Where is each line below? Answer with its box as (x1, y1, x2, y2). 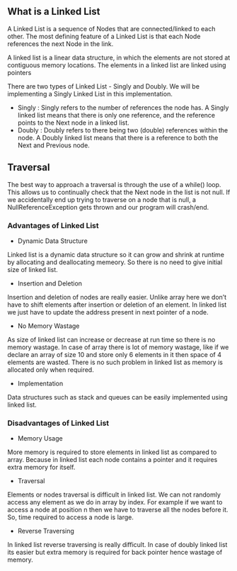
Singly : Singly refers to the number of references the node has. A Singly (17, 103, 229, 112)
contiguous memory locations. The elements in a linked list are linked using (7, 60, 226, 69)
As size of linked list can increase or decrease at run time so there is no (7, 335, 216, 344)
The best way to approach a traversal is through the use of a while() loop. (7, 180, 221, 188)
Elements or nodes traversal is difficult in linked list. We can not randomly (7, 490, 221, 499)
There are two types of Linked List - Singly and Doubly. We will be (7, 81, 200, 91)
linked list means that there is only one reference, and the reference (17, 111, 216, 119)
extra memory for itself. (7, 463, 76, 472)
